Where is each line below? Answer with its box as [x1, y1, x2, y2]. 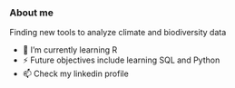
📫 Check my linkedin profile [22, 68, 129, 79]
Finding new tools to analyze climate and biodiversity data [9, 27, 227, 38]
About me [9, 6, 54, 19]
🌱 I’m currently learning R [22, 44, 118, 55]
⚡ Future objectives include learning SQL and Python [22, 54, 220, 65]
